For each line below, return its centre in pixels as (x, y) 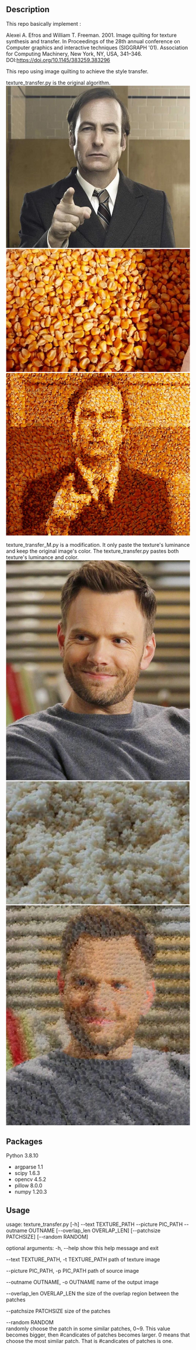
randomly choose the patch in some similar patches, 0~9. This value (88, 1329)
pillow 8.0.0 (28, 1185)
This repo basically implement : (44, 23)
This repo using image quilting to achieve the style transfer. (77, 71)
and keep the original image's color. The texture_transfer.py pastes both (92, 551)
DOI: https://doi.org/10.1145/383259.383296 (58, 60)
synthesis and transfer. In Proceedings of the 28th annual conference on (93, 41)
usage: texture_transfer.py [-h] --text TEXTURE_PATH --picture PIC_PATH (94, 1224)
